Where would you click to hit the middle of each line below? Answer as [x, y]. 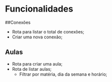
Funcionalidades [39, 9]
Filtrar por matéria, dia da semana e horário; [63, 74]
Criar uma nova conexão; [37, 37]
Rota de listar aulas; [32, 69]
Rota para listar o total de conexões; [48, 32]
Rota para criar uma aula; [37, 64]
